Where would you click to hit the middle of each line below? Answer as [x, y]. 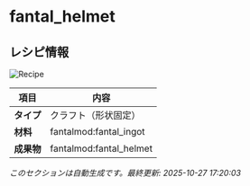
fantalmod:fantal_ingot [98, 132]
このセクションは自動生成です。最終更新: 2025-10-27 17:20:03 [125, 173]
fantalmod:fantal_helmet [102, 148]
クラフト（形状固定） [96, 115]
